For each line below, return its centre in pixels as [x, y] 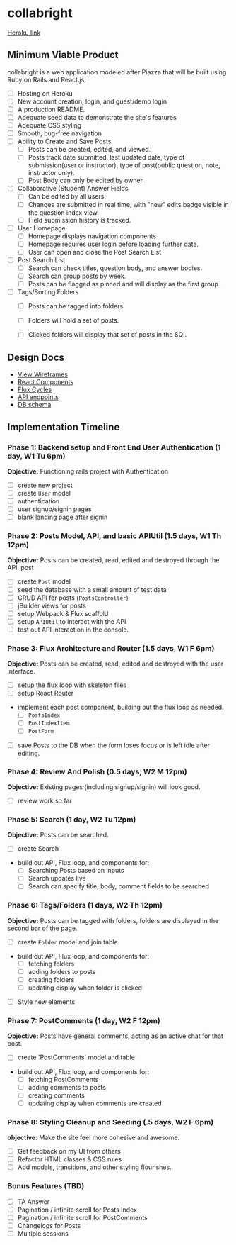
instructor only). [51, 173]
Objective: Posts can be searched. [58, 835]
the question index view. [63, 212]
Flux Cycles [35, 390]
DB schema [34, 405]
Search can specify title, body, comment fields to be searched [119, 886]
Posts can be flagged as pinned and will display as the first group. [124, 284]
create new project [45, 485]
